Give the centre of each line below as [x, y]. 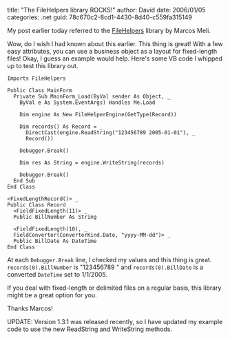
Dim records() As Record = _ [61, 127]
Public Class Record [37, 205]
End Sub [24, 181]
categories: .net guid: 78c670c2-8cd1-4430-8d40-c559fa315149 [100, 17]
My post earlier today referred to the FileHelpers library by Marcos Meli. [109, 31]
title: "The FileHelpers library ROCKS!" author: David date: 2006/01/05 [106, 10]
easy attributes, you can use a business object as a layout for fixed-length [112, 51]
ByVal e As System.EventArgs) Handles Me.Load [87, 103]
